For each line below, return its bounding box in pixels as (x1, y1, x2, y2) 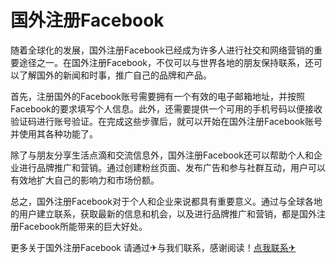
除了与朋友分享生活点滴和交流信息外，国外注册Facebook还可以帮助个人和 (10, 149, 314, 161)
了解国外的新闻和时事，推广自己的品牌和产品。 (18, 69, 212, 81)
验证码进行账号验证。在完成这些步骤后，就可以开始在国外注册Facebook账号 (10, 115, 323, 127)
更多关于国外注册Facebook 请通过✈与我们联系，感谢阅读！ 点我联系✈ (10, 241, 297, 253)
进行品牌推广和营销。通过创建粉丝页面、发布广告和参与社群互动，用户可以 (18, 161, 326, 173)
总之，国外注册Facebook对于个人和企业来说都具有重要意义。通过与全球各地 (10, 195, 323, 207)
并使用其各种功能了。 (10, 127, 98, 140)
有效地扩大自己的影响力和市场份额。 (10, 174, 160, 186)
